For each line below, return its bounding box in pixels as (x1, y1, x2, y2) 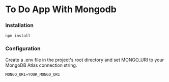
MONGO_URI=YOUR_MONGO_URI (5, 72, 60, 77)
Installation (5, 22, 34, 29)
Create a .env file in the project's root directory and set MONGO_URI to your (5, 57, 164, 63)
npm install (5, 33, 31, 39)
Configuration (5, 45, 41, 52)
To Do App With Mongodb (5, 4, 117, 15)
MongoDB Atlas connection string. (5, 62, 77, 68)
